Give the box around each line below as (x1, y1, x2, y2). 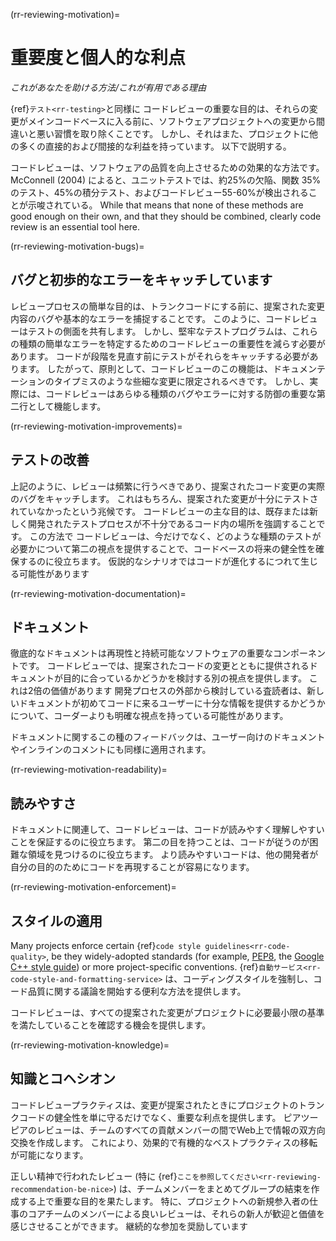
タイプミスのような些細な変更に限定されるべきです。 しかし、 (53, 375, 310, 387)
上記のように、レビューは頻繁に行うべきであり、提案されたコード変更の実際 (10, 480, 325, 492)
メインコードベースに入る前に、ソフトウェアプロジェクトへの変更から (27, 115, 317, 127)
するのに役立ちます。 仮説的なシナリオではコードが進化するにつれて (18, 555, 302, 567)
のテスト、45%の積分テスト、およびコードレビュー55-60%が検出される (10, 186, 309, 198)
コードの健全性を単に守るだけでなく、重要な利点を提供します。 (18, 1111, 282, 1123)
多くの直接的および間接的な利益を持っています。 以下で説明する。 (18, 140, 292, 152)
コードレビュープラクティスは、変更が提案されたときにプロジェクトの (10, 1099, 299, 1111)
